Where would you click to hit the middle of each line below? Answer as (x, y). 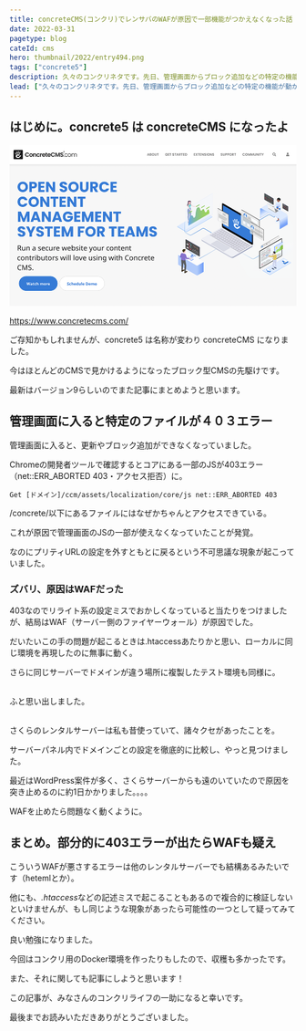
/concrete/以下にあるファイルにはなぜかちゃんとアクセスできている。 (140, 513)
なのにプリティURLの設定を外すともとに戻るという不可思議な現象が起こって (152, 551)
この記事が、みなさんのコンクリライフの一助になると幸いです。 (128, 997)
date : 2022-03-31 (42, 29)
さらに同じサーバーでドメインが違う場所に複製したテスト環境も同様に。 (145, 672)
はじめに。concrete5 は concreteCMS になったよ (149, 127)
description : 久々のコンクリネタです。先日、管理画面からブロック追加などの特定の (148, 78)
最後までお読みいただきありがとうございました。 (101, 1016)
